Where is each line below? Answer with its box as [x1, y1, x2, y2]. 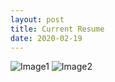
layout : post [10, 14, 65, 25]
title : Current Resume [10, 24, 105, 34]
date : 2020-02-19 [10, 33, 83, 43]
